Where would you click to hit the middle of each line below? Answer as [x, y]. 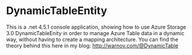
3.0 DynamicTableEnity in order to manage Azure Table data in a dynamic [95, 33]
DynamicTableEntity [57, 11]
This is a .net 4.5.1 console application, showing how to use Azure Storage [96, 27]
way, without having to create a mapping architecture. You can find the [92, 39]
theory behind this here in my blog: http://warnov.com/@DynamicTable [92, 46]
